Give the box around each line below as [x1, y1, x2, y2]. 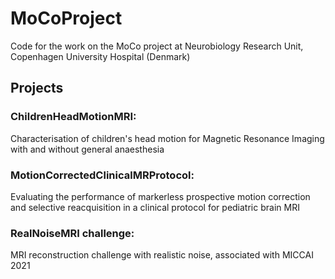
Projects [10, 80, 64, 97]
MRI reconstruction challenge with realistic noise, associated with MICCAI [10, 249, 314, 261]
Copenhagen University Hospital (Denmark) [10, 50, 191, 62]
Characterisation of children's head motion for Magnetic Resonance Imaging [10, 132, 325, 144]
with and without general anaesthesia [10, 143, 165, 155]
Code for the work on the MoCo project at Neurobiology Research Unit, [10, 40, 304, 52]
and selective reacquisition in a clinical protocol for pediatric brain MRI [10, 201, 300, 213]
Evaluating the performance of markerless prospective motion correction [10, 190, 311, 202]
